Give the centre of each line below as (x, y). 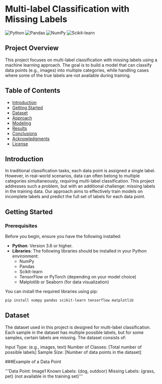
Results (19, 128)
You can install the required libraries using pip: (52, 292)
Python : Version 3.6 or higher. (42, 246)
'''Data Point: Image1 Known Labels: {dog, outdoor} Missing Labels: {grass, (80, 371)
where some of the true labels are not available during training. (68, 75)
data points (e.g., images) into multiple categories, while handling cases (77, 70)
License (20, 144)
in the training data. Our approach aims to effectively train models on (74, 191)
